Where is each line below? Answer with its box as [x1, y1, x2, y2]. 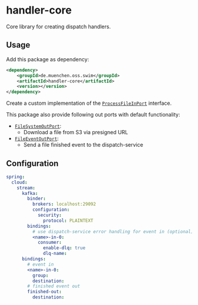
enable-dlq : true [43, 245, 85, 251]
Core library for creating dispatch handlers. [6, 23, 111, 30]
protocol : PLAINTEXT [43, 217, 94, 224]
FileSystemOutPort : [14, 122, 62, 130]
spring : [6, 174, 25, 180]
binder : [27, 195, 46, 202]
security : [37, 213, 62, 218]
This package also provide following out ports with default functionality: [6, 111, 180, 118]
